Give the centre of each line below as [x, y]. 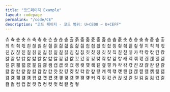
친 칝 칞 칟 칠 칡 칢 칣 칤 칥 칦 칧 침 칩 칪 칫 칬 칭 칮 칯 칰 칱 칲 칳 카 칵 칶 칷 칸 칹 [85, 52]
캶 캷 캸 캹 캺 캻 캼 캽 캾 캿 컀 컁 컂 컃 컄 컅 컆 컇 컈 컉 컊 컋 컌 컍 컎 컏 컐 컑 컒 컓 [85, 72]
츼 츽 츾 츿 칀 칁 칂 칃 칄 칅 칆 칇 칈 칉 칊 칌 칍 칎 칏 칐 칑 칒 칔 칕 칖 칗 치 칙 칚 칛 [85, 46]
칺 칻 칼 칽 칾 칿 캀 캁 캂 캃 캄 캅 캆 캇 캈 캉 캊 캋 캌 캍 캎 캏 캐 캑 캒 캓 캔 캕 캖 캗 [85, 59]
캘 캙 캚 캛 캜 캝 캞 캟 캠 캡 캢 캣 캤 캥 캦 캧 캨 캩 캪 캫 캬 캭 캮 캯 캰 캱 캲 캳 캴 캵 [85, 65]
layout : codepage [24, 15]
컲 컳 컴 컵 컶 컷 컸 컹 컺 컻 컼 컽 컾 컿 [42, 84]
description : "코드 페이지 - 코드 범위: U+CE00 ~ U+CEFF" [63, 24]
